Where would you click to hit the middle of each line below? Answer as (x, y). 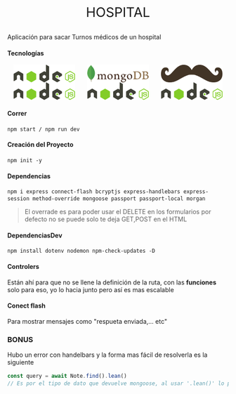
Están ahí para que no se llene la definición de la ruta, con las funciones (112, 282)
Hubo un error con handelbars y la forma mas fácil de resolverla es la (107, 355)
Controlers (24, 267)
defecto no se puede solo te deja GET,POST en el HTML (106, 219)
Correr (17, 114)
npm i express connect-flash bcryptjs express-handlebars (94, 192)
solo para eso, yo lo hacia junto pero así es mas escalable (91, 289)
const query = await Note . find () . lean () (67, 376)
